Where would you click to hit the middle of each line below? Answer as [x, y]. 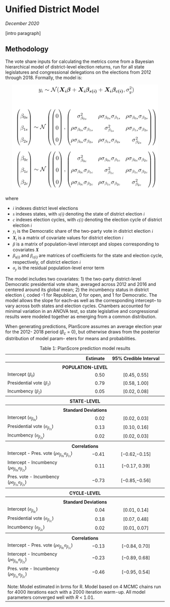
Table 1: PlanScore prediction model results [85, 348]
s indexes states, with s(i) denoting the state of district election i [79, 213]
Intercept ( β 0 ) [21, 375]
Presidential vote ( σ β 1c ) [31, 519]
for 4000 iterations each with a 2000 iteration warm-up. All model [76, 592]
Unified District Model [52, 9]
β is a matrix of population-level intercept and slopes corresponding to [86, 244]
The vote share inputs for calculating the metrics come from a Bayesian [80, 61]
